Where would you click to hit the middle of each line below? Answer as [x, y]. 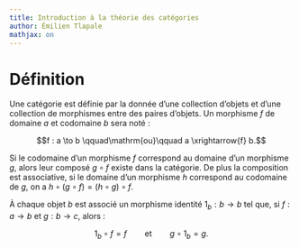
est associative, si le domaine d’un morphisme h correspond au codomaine [149, 178]
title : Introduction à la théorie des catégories [104, 18]
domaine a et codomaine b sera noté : [80, 124]
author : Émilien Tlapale [56, 26]
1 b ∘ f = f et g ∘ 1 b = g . [151, 234]
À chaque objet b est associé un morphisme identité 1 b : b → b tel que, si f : [150, 206]
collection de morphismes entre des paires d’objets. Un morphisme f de [142, 114]
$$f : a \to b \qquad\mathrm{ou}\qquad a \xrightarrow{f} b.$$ [151, 141]
